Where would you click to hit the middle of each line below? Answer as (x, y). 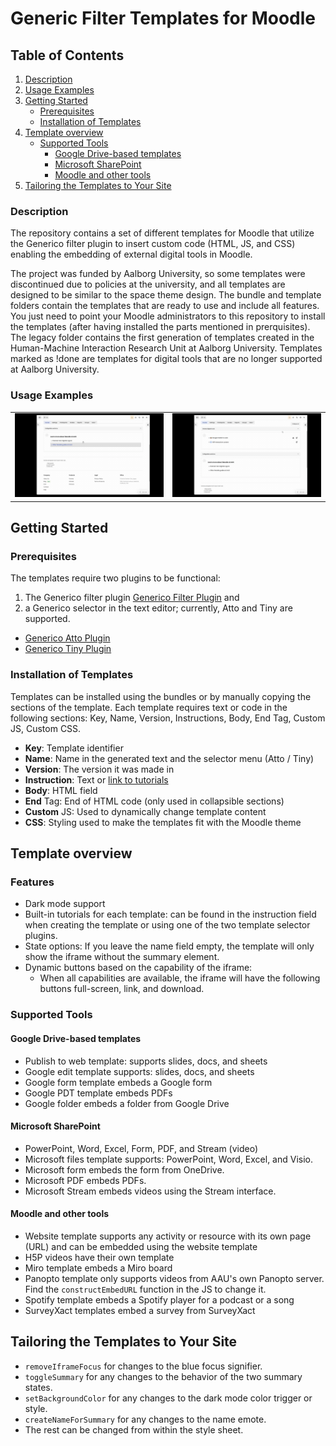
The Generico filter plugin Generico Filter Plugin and (132, 598)
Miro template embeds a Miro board (98, 1268)
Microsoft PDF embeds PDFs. (85, 1180)
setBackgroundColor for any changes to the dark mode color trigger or (168, 1398)
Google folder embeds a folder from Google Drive (127, 1103)
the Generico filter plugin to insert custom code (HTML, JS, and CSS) (153, 244)
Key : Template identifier (74, 748)
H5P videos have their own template (99, 1257)
